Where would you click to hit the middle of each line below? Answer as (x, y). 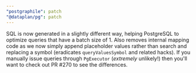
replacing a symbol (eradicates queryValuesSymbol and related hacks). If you (98, 52)
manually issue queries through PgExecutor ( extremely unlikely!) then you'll (97, 58)
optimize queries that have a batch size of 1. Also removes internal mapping (98, 40)
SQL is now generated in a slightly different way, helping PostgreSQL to (93, 33)
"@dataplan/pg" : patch (34, 17)
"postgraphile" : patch (34, 11)
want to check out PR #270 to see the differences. (67, 64)
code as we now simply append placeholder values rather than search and (97, 46)
